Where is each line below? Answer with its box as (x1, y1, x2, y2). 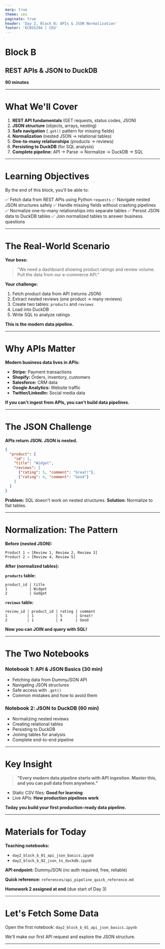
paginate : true (5, 16, 36, 21)
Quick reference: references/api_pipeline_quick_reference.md (5, 877, 134, 883)
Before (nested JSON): (5, 540, 53, 547)
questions (5, 219, 26, 225)
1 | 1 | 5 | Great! (5, 613, 93, 618)
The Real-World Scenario (5, 241, 110, 252)
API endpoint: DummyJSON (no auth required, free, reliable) (5, 867, 128, 873)
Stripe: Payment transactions (12, 369, 72, 375)
